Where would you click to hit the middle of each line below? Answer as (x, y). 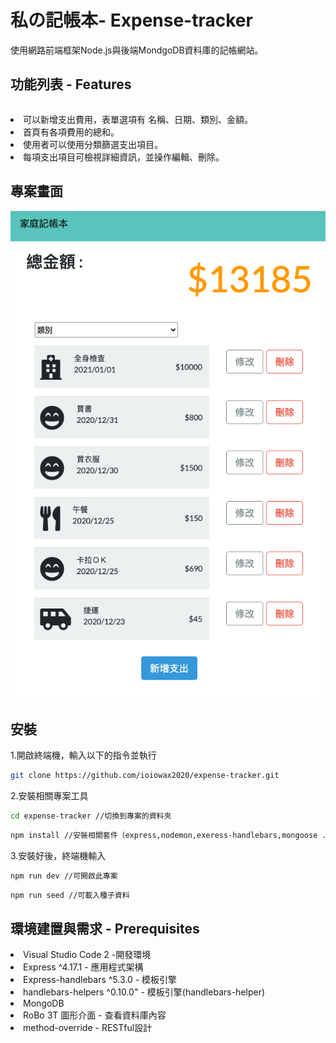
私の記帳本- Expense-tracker (131, 20)
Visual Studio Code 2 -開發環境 (87, 955)
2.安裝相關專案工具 (49, 795)
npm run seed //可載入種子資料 (70, 895)
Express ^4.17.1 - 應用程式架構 (83, 967)
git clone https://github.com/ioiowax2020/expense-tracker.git (145, 776)
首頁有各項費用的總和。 (71, 132)
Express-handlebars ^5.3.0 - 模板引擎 (100, 980)
